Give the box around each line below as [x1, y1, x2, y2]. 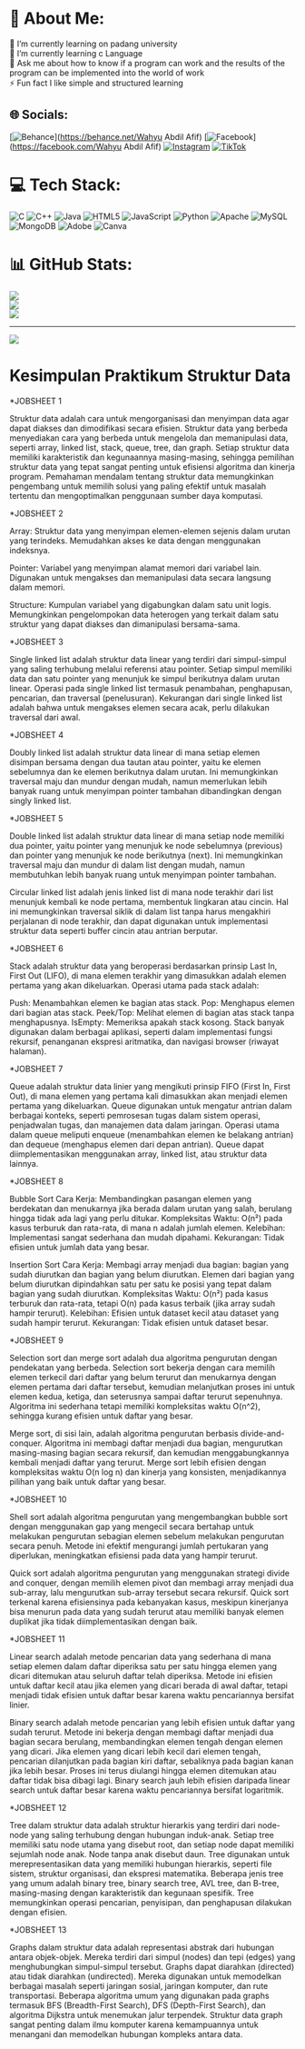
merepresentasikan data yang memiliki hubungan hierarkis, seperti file [9, 1858, 272, 1869]
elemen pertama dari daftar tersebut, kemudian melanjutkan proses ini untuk [9, 1381, 296, 1392]
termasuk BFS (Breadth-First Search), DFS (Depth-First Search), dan [9, 1999, 266, 2011]
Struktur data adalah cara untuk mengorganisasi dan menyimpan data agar [9, 413, 290, 423]
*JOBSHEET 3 [9, 636, 64, 647]
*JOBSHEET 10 [9, 1494, 67, 1505]
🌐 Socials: [9, 107, 69, 123]
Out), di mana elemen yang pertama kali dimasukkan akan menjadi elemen [9, 1090, 288, 1101]
